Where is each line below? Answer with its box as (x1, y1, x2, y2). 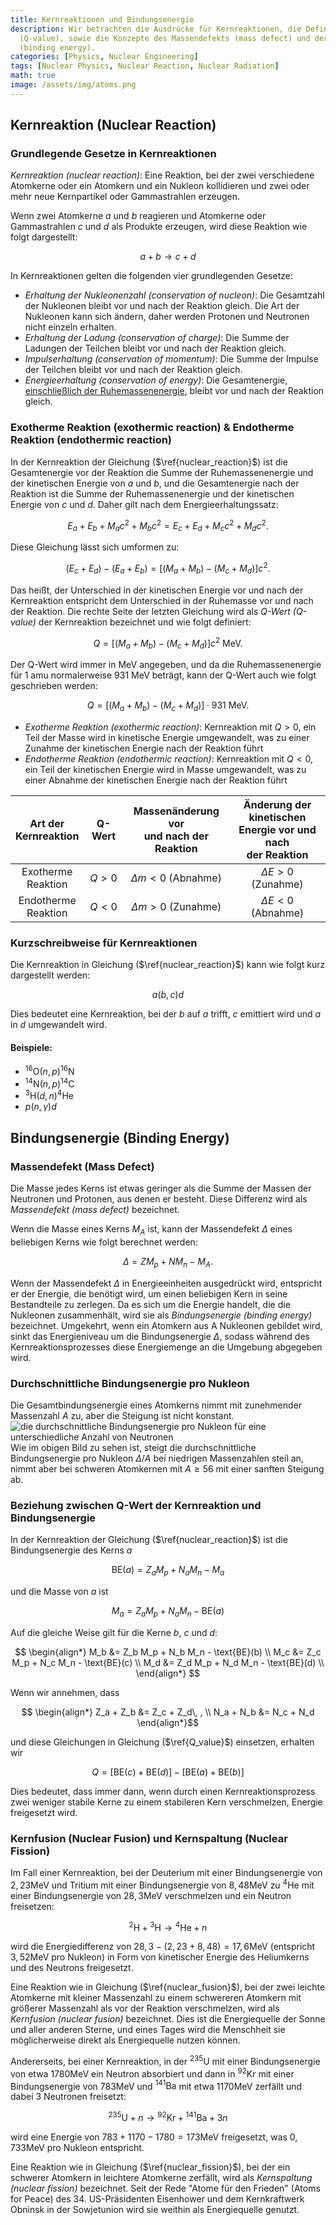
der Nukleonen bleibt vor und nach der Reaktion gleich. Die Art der (24, 300, 300, 312)
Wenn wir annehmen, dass (10, 1686, 120, 1698)
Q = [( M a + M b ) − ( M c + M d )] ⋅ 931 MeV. (86, 699, 250, 713)
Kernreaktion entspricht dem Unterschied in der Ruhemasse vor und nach (10, 594, 314, 606)
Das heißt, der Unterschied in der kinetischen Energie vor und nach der (10, 584, 304, 596)
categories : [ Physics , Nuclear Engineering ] (10, 52, 199, 62)
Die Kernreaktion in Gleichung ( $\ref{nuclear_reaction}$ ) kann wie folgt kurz (10, 959, 326, 971)
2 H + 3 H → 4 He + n (128, 1919, 208, 1933)
